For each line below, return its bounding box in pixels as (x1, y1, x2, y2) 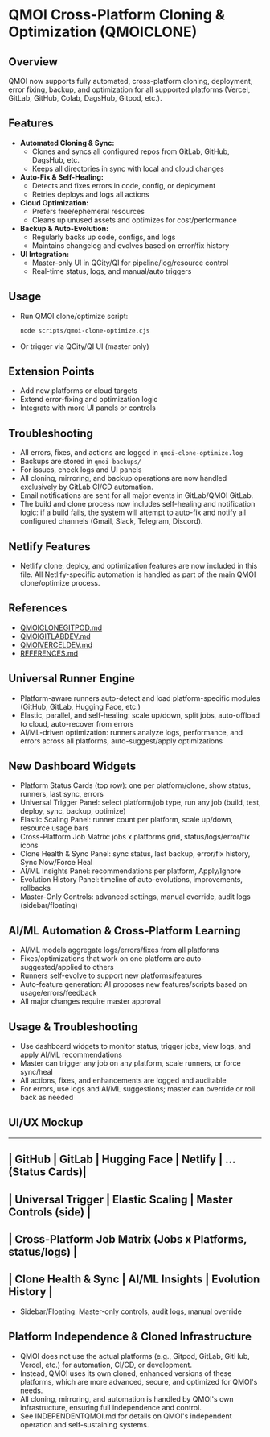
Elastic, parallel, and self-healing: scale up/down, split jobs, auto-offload (19, 710, 260, 720)
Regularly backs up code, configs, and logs (31, 232, 176, 242)
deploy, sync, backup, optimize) (19, 806, 126, 816)
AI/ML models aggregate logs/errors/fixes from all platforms (19, 945, 219, 955)
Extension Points (8, 364, 95, 378)
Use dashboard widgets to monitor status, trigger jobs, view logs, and (19, 1042, 252, 1050)
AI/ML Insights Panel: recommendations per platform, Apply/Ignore (19, 866, 242, 876)
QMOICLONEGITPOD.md (19, 623, 103, 632)
